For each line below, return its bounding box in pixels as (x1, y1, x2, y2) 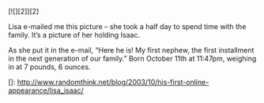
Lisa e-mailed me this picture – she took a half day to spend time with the (8, 22, 247, 31)
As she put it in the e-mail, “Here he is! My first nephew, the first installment (8, 46, 255, 54)
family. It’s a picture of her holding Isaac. (8, 31, 141, 39)
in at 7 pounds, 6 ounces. (8, 62, 91, 72)
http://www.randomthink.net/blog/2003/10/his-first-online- (17, 78, 209, 86)
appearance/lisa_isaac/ (8, 86, 85, 95)
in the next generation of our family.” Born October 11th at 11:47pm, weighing (8, 54, 257, 63)
